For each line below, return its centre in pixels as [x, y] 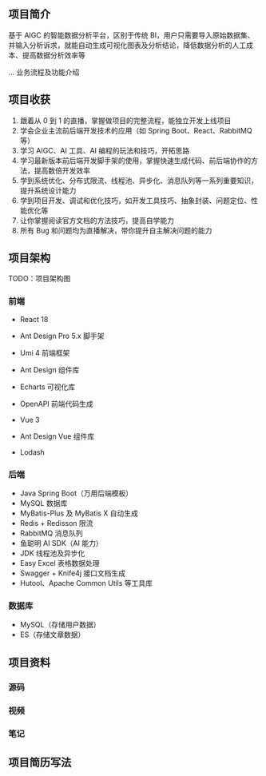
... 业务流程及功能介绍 [44, 72]
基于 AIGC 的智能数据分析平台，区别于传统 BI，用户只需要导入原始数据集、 [131, 35]
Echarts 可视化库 [48, 387]
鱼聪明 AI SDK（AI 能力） [61, 543]
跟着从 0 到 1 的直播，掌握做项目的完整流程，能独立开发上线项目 [125, 120]
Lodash [32, 452]
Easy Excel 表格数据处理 [60, 563]
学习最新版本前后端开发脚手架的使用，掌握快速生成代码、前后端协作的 [135, 160]
